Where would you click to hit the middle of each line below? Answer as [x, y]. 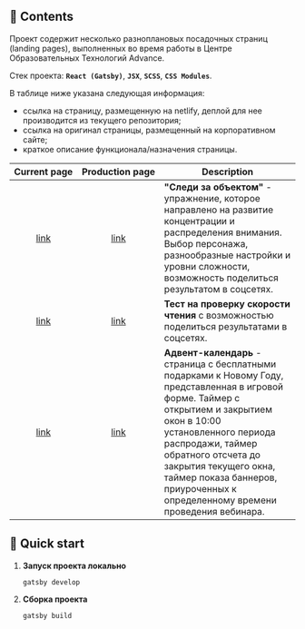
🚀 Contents [42, 17]
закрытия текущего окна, [220, 466]
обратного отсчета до [212, 455]
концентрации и [199, 221]
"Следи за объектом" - [218, 187]
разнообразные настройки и [227, 255]
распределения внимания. [223, 232]
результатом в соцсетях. [219, 289]
